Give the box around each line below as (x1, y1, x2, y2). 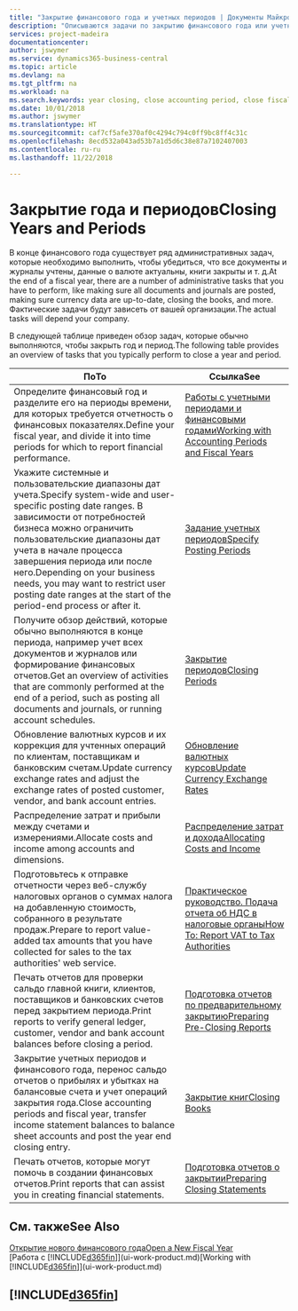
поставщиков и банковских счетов (13, 993, 164, 1006)
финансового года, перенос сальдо (13, 1063, 167, 1076)
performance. (13, 452, 71, 464)
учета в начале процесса (13, 544, 122, 557)
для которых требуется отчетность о (13, 407, 174, 420)
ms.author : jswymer (9, 112, 82, 121)
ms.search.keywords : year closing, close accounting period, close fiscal (9, 95, 292, 105)
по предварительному (184, 999, 282, 1012)
